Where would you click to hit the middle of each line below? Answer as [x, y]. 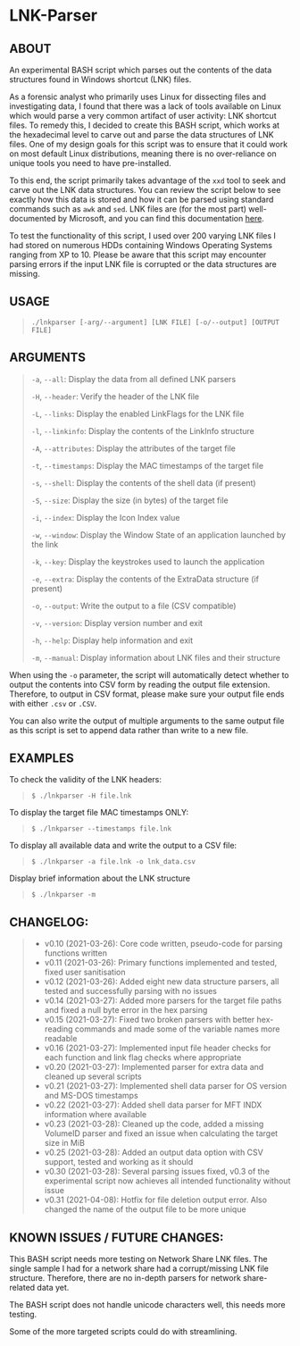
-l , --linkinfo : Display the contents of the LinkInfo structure [142, 431]
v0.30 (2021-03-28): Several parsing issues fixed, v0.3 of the [157, 1172]
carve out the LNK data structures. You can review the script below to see [145, 190]
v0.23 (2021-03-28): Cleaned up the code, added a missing [154, 1124]
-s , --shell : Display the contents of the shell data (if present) [143, 482]
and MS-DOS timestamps [91, 1096]
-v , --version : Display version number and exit [117, 623]
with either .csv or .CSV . [53, 703]
